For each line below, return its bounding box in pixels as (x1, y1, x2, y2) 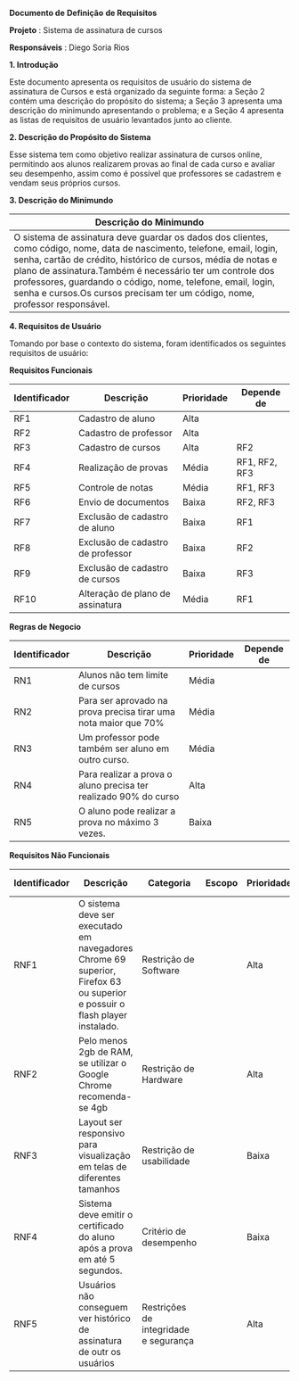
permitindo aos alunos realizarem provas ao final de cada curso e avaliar (9, 159, 276, 169)
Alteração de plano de (78, 588, 171, 600)
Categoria (148, 877, 191, 889)
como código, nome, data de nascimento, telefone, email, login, (13, 243, 279, 254)
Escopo (205, 877, 238, 889)
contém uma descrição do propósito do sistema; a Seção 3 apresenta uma (9, 95, 283, 106)
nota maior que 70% (78, 717, 165, 729)
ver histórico (78, 1312, 131, 1324)
